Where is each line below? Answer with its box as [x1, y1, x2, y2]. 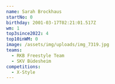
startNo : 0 [6, 14, 33, 20]
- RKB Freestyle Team [11, 53, 65, 59]
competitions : [6, 63, 41, 70]
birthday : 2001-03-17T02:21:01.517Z [6, 20, 96, 25]
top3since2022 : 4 [6, 31, 49, 37]
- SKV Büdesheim [11, 58, 51, 64]
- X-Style [11, 69, 35, 75]
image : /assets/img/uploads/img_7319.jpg [6, 42, 110, 48]
